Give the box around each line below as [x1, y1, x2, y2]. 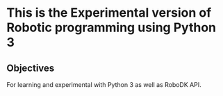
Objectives [6, 62, 55, 74]
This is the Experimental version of [6, 5, 212, 21]
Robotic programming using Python [6, 19, 217, 35]
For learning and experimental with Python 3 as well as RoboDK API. [6, 81, 202, 88]
